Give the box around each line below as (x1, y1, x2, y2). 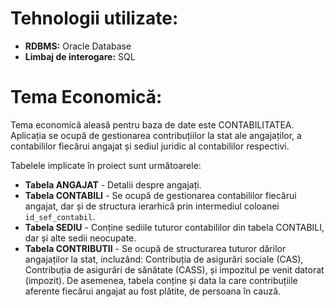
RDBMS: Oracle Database (24, 40, 132, 52)
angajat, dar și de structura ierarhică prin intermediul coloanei (24, 200, 280, 212)
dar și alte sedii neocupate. (24, 232, 137, 244)
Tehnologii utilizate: (10, 7, 179, 30)
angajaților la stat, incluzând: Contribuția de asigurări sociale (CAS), (24, 253, 304, 265)
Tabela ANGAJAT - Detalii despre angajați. (24, 178, 202, 191)
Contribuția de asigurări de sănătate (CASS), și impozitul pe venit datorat (24, 263, 325, 276)
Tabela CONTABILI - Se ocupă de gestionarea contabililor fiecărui (24, 189, 297, 201)
